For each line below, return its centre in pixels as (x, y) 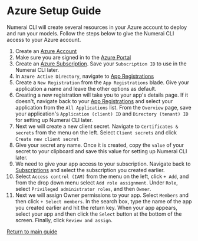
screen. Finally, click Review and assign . (64, 220)
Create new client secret (47, 139)
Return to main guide (32, 232)
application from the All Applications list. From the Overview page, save (103, 107)
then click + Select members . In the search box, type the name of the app (103, 201)
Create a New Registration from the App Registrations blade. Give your (102, 82)
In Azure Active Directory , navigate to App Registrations (85, 76)
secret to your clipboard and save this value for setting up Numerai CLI (101, 151)
